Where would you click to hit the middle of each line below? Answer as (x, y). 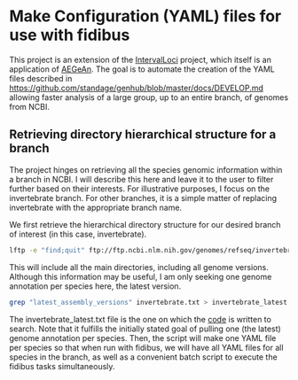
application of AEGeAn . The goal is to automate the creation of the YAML (142, 69)
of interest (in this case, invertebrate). (78, 234)
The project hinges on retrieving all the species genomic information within (146, 169)
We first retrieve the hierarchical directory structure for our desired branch (145, 224)
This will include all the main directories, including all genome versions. (139, 267)
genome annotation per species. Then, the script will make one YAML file (143, 337)
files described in (41, 78)
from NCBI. (30, 106)
